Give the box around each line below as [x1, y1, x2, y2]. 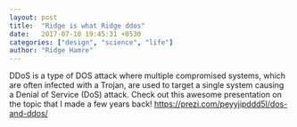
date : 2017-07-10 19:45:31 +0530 [9, 29, 142, 38]
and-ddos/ [9, 108, 49, 119]
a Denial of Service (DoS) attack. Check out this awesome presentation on [9, 90, 283, 100]
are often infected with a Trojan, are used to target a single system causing [9, 80, 285, 91]
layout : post [9, 12, 58, 22]
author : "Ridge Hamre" [9, 46, 94, 55]
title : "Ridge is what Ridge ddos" [9, 21, 145, 30]
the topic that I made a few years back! [9, 99, 153, 109]
